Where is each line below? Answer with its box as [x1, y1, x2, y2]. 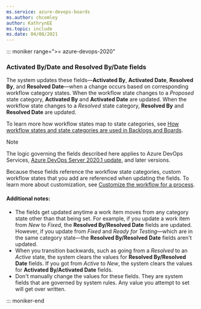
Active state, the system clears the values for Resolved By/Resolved [14, 253, 186, 260]
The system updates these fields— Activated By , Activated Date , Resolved [6, 77, 194, 84]
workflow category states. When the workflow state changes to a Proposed [6, 89, 194, 97]
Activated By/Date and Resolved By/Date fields [6, 63, 147, 71]
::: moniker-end [6, 297, 45, 304]
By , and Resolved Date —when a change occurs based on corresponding [6, 83, 189, 91]
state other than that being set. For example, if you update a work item [14, 215, 190, 222]
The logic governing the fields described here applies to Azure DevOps [6, 150, 183, 158]
